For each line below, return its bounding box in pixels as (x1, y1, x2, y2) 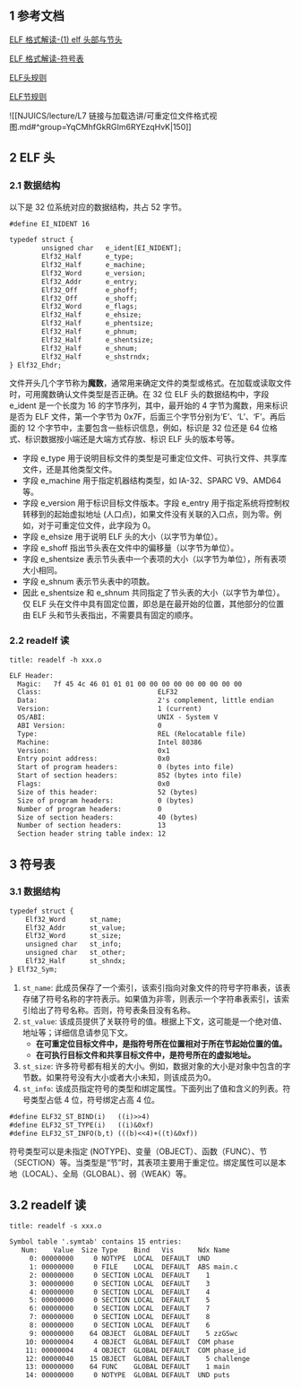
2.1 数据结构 (9, 179, 61, 192)
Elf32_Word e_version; (41, 268, 146, 278)
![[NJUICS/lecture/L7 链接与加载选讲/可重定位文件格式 (9, 110, 210, 121)
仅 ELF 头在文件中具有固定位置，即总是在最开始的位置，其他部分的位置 (21, 599, 285, 610)
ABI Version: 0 (17, 721, 163, 730)
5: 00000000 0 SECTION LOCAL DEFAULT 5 (29, 1296, 211, 1305)
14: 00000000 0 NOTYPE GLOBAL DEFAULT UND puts (25, 1371, 230, 1380)
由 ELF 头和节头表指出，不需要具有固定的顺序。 (21, 610, 199, 620)
